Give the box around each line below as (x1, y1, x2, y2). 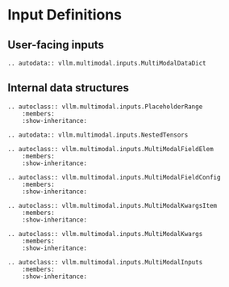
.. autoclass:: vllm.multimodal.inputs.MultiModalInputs (7, 258, 203, 266)
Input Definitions (7, 6, 123, 24)
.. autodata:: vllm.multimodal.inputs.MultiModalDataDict (7, 59, 206, 67)
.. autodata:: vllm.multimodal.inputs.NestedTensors (7, 131, 189, 139)
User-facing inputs (7, 38, 105, 52)
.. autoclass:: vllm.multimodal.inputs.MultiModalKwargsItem (7, 201, 218, 209)
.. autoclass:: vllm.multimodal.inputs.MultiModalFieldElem (7, 145, 214, 153)
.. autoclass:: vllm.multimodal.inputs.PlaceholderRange (7, 103, 203, 111)
